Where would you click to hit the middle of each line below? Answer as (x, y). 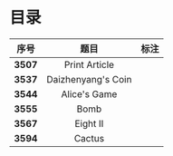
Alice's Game (89, 93)
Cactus (89, 138)
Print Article (89, 64)
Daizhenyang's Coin (89, 79)
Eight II (89, 123)
